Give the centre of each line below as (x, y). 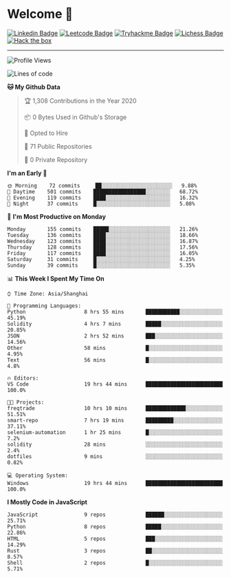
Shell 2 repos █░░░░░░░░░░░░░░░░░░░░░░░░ (115, 563)
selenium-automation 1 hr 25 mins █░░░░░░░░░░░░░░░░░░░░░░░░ (115, 432)
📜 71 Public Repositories (58, 146)
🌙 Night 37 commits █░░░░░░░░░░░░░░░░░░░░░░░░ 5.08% (101, 204)
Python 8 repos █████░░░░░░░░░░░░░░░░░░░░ (115, 526)
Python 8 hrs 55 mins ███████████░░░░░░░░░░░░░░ (115, 312)
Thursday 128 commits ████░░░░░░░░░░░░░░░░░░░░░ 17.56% (102, 247)
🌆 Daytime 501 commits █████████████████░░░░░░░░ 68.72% (102, 192)
